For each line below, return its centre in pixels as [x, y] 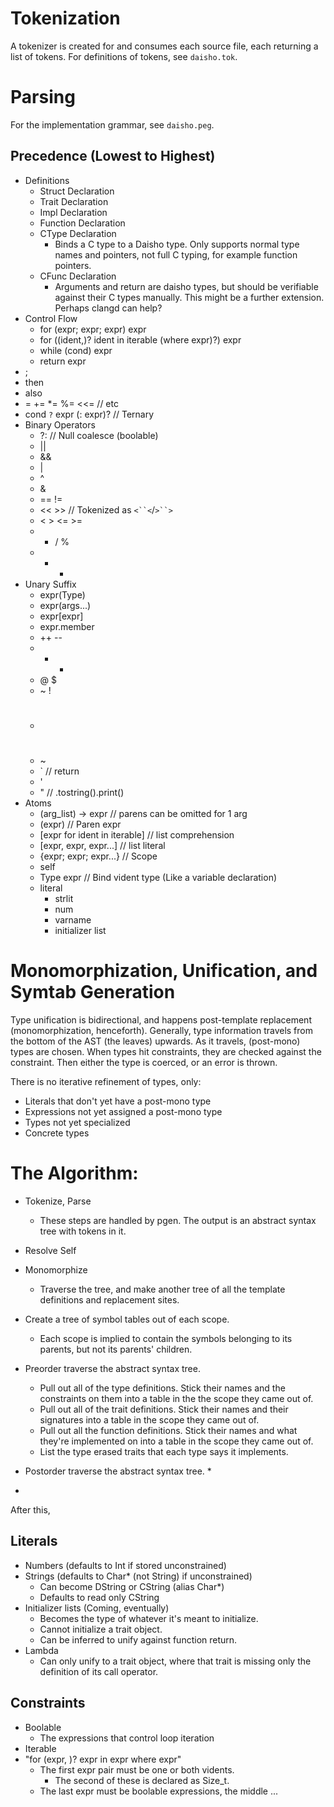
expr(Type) [62, 594]
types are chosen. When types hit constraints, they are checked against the [166, 1051]
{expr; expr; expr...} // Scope [98, 856]
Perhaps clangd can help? [108, 308]
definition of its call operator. [99, 1671]
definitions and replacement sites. [109, 1299]
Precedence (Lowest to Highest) [113, 156]
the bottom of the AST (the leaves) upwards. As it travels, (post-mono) [155, 1041]
